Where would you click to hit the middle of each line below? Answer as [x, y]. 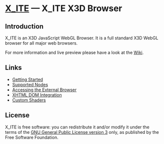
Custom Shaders [29, 100]
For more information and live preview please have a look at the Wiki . [74, 52]
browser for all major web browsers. [41, 43]
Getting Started [27, 79]
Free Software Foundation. [32, 137]
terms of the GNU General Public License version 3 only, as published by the [82, 132]
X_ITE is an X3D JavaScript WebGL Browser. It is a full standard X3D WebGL [82, 38]
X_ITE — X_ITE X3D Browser [64, 8]
